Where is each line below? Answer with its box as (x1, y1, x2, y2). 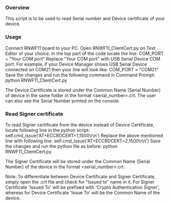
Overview (5, 4, 30, 11)
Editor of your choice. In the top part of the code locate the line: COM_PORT (5, 50, 164, 57)
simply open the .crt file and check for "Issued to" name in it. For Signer (5, 179, 155, 185)
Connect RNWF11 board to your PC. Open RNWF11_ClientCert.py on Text (5, 45, 156, 51)
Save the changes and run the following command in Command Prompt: (5, 72, 155, 78)
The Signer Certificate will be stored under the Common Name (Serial (5, 158, 150, 164)
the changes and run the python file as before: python (5, 143, 118, 149)
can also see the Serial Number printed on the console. (5, 97, 120, 104)
